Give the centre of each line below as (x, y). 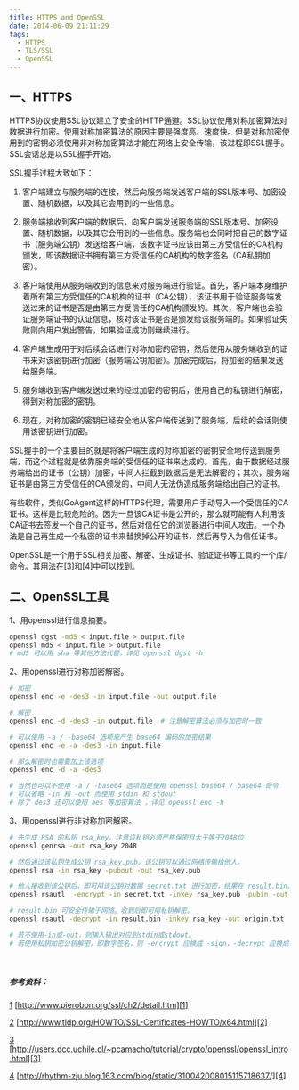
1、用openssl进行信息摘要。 (61, 619)
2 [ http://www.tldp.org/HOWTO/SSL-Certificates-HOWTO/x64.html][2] (139, 1022)
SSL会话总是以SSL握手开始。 (63, 153)
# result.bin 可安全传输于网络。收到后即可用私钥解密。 (101, 911)
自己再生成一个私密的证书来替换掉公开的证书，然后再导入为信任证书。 (153, 536)
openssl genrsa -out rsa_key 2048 (73, 846)
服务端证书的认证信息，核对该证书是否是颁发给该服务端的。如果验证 (155, 318)
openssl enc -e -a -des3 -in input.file (85, 745)
